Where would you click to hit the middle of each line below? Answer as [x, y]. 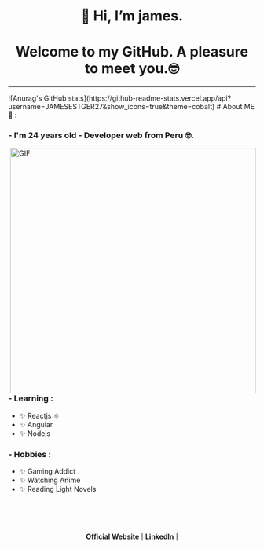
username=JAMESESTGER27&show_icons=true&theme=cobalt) [112, 107]
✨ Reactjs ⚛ [40, 415]
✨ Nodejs [35, 433]
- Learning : [31, 398]
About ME [239, 107]
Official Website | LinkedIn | [132, 536]
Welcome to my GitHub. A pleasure [132, 52]
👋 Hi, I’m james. [132, 16]
